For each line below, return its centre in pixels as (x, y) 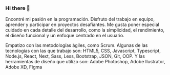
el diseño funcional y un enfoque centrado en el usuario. (65, 36)
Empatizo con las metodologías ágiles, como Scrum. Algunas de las (77, 45)
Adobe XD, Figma (24, 67)
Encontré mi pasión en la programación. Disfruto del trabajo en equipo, (80, 19)
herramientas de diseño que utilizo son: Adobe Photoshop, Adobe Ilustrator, (85, 62)
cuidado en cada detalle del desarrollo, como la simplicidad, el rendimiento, (85, 30)
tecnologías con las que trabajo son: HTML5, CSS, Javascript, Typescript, (83, 51)
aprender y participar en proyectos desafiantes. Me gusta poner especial (82, 24)
